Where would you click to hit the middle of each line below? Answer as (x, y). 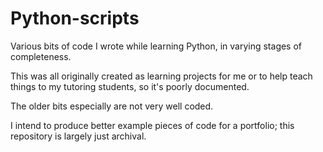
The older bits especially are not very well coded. (112, 106)
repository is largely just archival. (78, 136)
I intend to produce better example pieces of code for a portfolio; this (152, 125)
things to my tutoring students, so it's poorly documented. (130, 86)
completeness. (41, 56)
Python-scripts (75, 18)
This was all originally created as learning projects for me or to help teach (161, 76)
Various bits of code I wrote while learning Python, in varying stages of (156, 46)
